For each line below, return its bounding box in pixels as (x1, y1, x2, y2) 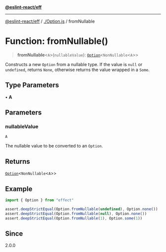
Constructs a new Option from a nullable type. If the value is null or (5, 61, 142, 67)
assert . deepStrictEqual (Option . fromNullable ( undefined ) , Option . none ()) (5, 207, 158, 212)
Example (5, 184, 33, 193)
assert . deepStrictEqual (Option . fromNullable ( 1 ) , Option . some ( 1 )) (5, 216, 143, 221)
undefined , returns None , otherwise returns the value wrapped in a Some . (5, 67, 150, 72)
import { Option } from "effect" (5, 198, 74, 203)
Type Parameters (5, 81, 59, 89)
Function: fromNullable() (5, 36, 109, 47)
